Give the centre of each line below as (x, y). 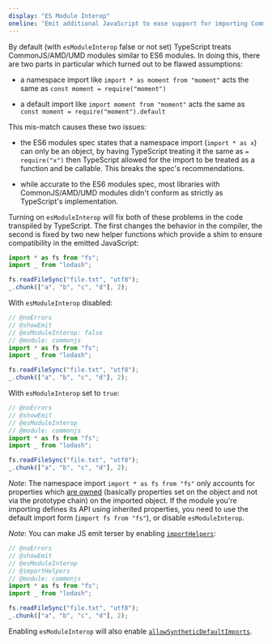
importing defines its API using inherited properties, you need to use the (128, 509)
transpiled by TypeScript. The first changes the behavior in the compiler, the (136, 225)
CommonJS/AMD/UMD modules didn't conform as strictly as (121, 192)
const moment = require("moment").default (93, 112)
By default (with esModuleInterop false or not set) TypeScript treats (120, 46)
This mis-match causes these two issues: (78, 127)
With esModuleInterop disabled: (61, 303)
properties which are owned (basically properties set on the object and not (133, 492)
